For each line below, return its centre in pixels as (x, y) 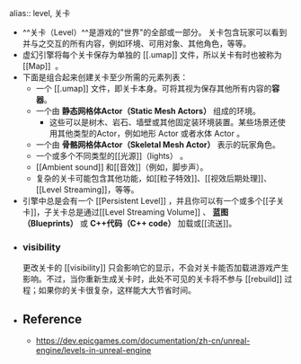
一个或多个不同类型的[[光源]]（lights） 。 (112, 156)
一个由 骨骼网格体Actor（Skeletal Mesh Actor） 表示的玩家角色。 (158, 145)
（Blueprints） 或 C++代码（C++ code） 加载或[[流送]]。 (129, 223)
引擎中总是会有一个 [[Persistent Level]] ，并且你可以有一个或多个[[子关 (153, 201)
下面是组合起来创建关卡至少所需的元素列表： (105, 77)
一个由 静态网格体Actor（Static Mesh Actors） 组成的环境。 (148, 111)
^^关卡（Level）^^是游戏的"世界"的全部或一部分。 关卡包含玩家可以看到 (155, 32)
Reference (52, 319)
